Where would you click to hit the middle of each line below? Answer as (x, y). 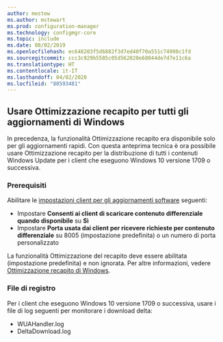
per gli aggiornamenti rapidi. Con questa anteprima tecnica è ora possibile (112, 146)
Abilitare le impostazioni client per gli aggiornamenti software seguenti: (107, 200)
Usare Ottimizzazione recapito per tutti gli (98, 111)
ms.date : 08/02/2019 (37, 45)
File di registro (31, 289)
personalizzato (38, 243)
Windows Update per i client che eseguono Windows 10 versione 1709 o (109, 160)
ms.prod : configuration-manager (53, 26)
